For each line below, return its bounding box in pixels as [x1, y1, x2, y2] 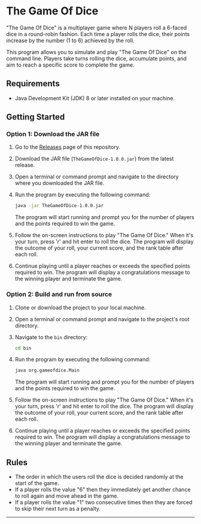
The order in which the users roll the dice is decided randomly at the [14, 473, 184, 481]
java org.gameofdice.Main [14, 367, 80, 373]
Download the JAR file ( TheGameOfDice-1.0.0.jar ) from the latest [14, 155, 174, 163]
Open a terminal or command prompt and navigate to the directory [14, 173, 179, 181]
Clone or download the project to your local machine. [14, 304, 147, 311]
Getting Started [6, 112, 65, 122]
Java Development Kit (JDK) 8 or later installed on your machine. [14, 94, 175, 101]
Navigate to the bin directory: [14, 333, 88, 340]
